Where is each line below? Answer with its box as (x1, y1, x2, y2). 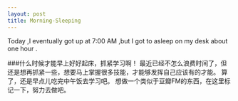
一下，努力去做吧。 (13, 85, 70, 94)
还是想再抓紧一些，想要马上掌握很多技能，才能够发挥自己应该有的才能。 (7, 68, 219, 76)
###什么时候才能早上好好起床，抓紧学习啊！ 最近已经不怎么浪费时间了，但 (7, 58, 227, 68)
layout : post (7, 10, 46, 18)
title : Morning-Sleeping (7, 17, 81, 24)
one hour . (7, 44, 38, 53)
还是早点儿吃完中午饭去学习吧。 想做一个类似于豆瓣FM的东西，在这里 (19, 76, 224, 85)
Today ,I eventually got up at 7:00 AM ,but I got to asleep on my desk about (7, 36, 228, 45)
